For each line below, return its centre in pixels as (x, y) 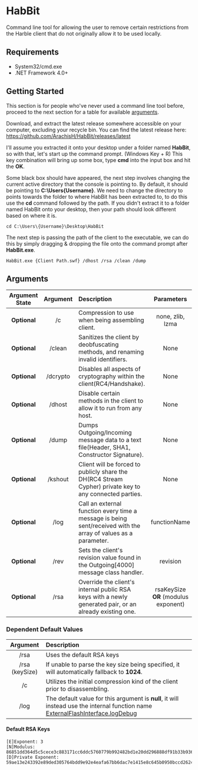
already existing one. (107, 612)
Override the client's (107, 582)
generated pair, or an (108, 604)
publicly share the (103, 472)
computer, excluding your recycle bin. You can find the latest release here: (96, 130)
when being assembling (111, 320)
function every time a (108, 511)
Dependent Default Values (45, 630)
